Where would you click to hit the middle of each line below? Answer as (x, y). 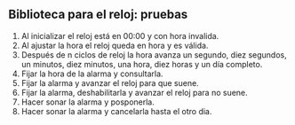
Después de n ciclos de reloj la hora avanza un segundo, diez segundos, (154, 55)
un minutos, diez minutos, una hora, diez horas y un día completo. (142, 64)
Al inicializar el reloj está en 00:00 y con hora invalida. (120, 35)
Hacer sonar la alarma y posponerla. (88, 102)
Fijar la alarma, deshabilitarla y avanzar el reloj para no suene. (134, 92)
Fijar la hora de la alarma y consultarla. (92, 74)
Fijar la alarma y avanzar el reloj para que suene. (110, 82)
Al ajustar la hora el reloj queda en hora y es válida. (115, 45)
